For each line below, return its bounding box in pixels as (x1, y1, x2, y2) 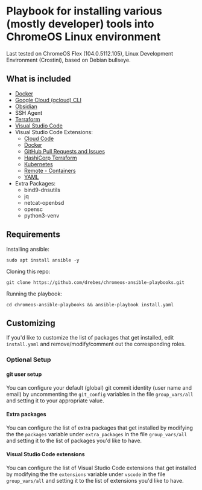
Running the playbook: (6, 290, 62, 297)
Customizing (6, 318, 55, 328)
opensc (24, 205, 43, 213)
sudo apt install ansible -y (6, 257, 80, 263)
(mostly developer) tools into (6, 17, 155, 31)
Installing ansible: (6, 245, 49, 253)
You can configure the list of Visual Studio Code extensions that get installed (6, 464, 197, 471)
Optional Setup (6, 355, 51, 364)
